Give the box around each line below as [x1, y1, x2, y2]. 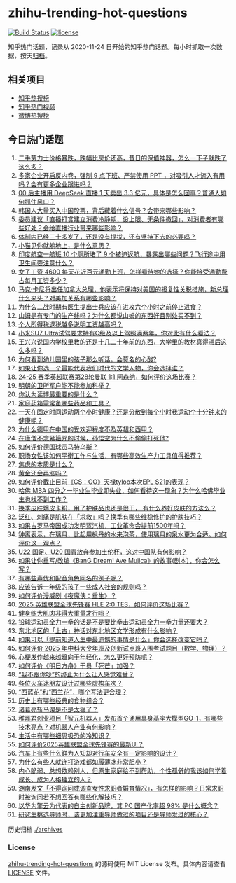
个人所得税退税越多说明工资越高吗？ [18, 320, 123, 328]
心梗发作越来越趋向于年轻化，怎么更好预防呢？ [18, 653, 153, 661]
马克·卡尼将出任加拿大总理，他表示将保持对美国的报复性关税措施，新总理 [18, 285, 229, 293]
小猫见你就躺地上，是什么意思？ [18, 241, 111, 249]
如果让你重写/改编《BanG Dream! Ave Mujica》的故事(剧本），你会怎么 [18, 556, 221, 564]
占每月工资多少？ [18, 276, 68, 284]
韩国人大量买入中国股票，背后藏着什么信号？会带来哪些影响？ [18, 206, 197, 214]
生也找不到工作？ [18, 495, 68, 503]
